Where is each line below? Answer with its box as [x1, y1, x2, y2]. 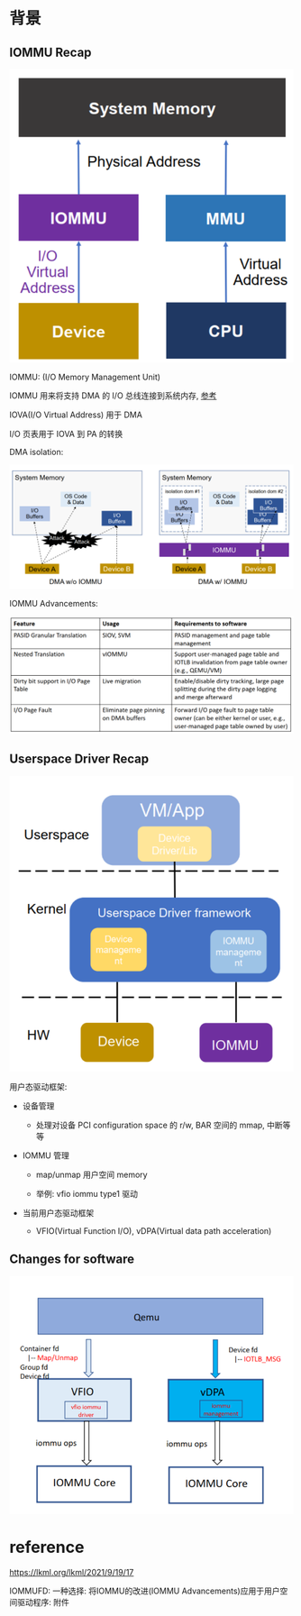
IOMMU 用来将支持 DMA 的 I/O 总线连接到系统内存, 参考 [9, 390, 217, 401]
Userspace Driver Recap [9, 752, 150, 767]
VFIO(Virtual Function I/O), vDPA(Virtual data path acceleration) [35, 1225, 272, 1236]
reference [9, 1538, 85, 1557]
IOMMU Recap [9, 44, 92, 59]
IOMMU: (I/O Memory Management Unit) [9, 371, 160, 383]
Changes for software [9, 1252, 135, 1267]
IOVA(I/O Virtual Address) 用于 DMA [9, 409, 142, 420]
